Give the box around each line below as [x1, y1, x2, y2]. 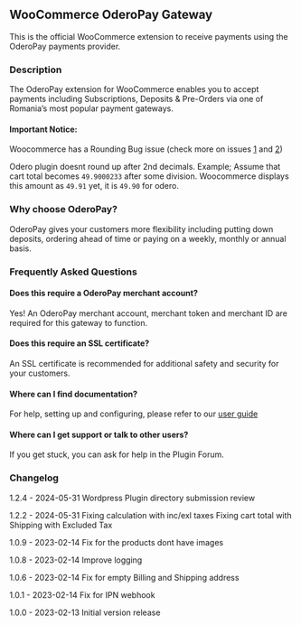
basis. [9, 243, 32, 254]
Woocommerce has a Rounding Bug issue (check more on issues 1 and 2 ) [9, 144, 283, 154]
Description [9, 63, 62, 76]
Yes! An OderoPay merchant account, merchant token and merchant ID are [9, 307, 287, 319]
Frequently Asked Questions [9, 266, 137, 278]
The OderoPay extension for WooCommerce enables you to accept [9, 84, 259, 95]
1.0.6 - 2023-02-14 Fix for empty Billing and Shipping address [9, 572, 240, 583]
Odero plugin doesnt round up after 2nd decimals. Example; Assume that [9, 162, 281, 173]
